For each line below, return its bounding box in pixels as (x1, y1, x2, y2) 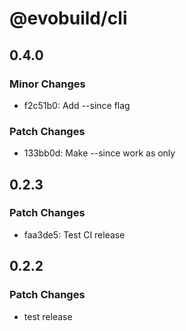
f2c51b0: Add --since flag (23, 99, 131, 111)
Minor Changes (9, 77, 86, 91)
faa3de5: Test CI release (23, 228, 126, 241)
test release (23, 310, 73, 322)
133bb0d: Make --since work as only (23, 147, 176, 159)
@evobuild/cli (9, 7, 128, 30)
